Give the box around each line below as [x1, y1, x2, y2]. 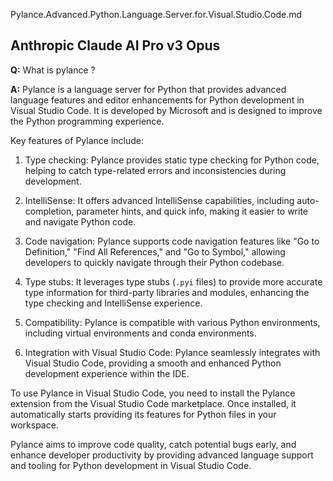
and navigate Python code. [24, 215, 137, 228]
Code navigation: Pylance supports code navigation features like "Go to [24, 235, 320, 247]
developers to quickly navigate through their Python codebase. [24, 256, 285, 268]
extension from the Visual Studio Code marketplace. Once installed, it [10, 397, 297, 409]
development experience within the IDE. [24, 367, 190, 379]
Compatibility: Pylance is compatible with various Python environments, [24, 316, 321, 328]
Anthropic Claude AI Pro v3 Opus [10, 37, 221, 54]
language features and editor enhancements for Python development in [10, 94, 305, 106]
